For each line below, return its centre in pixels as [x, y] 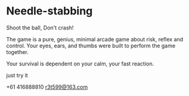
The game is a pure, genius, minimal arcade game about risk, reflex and [95, 39]
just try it [17, 75]
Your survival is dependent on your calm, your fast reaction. [80, 64]
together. [17, 52]
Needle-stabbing [49, 11]
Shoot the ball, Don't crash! [40, 28]
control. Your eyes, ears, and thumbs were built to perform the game [91, 46]
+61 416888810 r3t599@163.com [47, 87]
